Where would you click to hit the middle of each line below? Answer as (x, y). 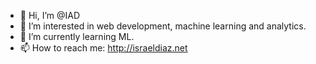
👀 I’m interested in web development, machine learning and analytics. (163, 26)
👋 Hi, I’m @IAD (50, 15)
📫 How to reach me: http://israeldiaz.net (103, 48)
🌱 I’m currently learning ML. (77, 36)
